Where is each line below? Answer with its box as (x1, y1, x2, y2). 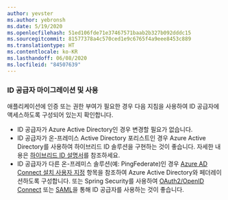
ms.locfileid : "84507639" (7, 61, 81, 68)
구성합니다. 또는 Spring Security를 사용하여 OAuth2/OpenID (40, 177, 204, 185)
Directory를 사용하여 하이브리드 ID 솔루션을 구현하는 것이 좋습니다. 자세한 (16, 142, 214, 151)
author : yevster (7, 10, 53, 17)
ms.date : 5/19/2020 (7, 23, 63, 30)
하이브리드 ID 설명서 (29, 151, 84, 159)
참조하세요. (90, 151, 121, 159)
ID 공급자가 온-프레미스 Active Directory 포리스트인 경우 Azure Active (16, 133, 207, 142)
